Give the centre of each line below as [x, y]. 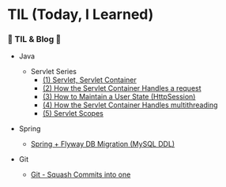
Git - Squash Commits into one [81, 174]
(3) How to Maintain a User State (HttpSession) [119, 97]
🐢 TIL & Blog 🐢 [34, 39]
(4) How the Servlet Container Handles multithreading [130, 105]
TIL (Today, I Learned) [81, 15]
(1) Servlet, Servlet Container [90, 80]
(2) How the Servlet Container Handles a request [122, 88]
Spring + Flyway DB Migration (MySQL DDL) [103, 144]
